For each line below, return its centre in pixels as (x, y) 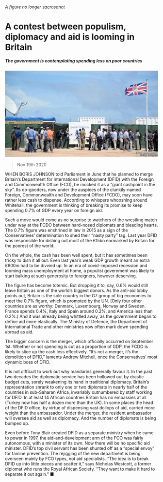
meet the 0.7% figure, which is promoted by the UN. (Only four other (73, 301)
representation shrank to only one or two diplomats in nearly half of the (76, 387)
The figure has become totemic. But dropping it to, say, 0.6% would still (76, 286)
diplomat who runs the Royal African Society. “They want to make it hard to (80, 469)
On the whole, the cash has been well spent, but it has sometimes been (76, 255)
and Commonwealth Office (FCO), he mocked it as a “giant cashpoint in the (80, 185)
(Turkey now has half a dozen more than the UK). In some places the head (79, 403)
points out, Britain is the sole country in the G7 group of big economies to (78, 296)
